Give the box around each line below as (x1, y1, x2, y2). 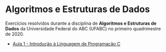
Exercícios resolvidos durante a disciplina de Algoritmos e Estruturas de (5, 20, 157, 26)
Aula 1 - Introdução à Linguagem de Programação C (12, 40, 121, 46)
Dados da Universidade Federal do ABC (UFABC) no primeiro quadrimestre (5, 25, 161, 31)
